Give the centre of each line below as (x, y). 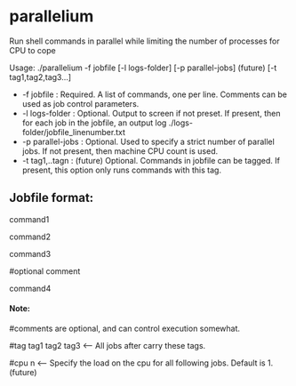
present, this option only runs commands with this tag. (122, 170)
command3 (30, 253)
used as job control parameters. (80, 103)
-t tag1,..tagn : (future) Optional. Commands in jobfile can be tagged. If (151, 160)
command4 (30, 288)
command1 (29, 219)
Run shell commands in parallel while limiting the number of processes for (144, 41)
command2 (30, 237)
